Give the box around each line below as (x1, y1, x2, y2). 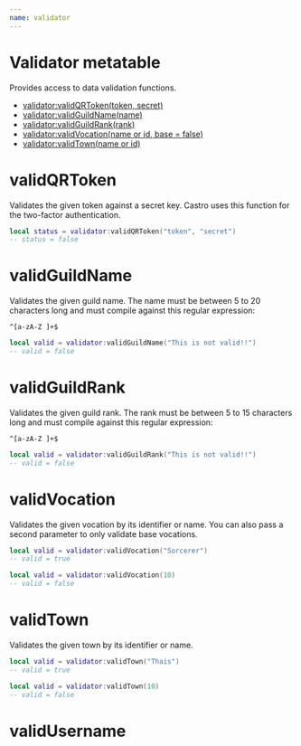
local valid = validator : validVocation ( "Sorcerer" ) (9, 546, 208, 555)
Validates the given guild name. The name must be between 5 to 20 (9, 296, 261, 307)
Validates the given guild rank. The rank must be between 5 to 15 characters (9, 407, 293, 418)
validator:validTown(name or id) (22, 137, 141, 149)
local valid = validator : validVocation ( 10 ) (9, 571, 176, 580)
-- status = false (9, 235, 79, 244)
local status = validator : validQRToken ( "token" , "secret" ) (9, 227, 237, 236)
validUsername (9, 721, 127, 741)
